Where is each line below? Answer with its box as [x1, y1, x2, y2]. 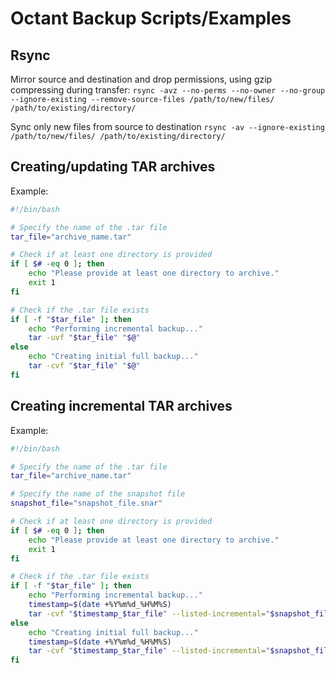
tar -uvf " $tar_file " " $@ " [28, 333, 141, 343]
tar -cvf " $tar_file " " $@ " [28, 361, 141, 371]
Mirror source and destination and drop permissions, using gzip [10, 73, 273, 85]
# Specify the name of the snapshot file [10, 489, 186, 499]
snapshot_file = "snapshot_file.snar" [10, 498, 163, 509]
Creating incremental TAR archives [10, 398, 233, 415]
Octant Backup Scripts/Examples [10, 7, 292, 30]
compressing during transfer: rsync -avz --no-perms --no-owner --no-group [10, 84, 326, 96]
